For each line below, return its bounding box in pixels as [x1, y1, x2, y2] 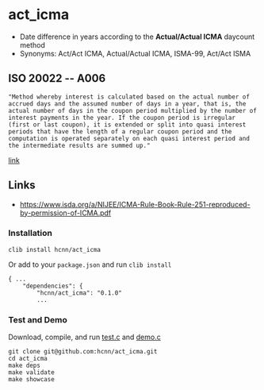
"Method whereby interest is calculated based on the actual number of [8, 93, 250, 101]
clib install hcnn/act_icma [8, 245, 101, 253]
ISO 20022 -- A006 [8, 71, 106, 85]
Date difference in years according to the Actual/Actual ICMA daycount [19, 32, 255, 41]
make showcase [8, 376, 55, 384]
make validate [8, 369, 55, 376]
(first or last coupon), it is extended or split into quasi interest [8, 121, 247, 129]
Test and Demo [8, 314, 67, 325]
